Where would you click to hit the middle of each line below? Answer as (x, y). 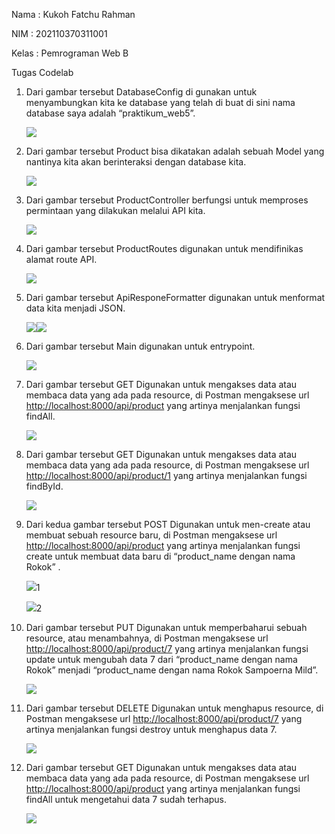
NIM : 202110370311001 (59, 33)
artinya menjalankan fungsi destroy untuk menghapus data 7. (151, 729)
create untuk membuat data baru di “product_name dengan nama (160, 556)
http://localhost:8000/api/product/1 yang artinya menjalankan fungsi (166, 475)
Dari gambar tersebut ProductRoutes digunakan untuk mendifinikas (164, 248)
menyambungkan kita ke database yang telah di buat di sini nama (160, 102)
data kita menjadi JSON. (75, 308)
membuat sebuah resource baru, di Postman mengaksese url (151, 535)
